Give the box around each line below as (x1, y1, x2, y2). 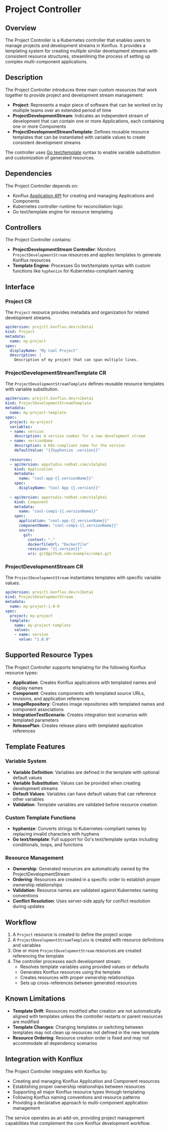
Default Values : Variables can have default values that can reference (12, 791, 156, 797)
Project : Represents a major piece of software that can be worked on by (12, 102, 163, 108)
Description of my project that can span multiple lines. (14, 358, 139, 363)
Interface (5, 282, 35, 291)
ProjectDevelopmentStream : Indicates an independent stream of (12, 112, 149, 118)
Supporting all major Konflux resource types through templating (12, 1089, 145, 1095)
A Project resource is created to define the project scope (12, 932, 132, 937)
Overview (5, 24, 37, 32)
